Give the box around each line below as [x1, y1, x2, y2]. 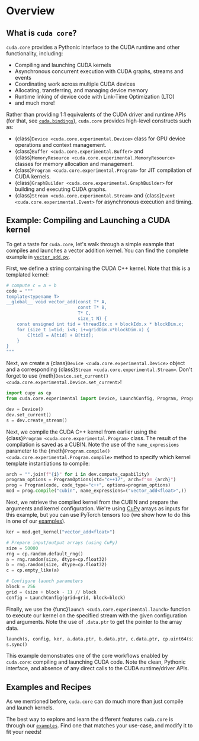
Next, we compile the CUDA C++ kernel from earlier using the [6, 428, 157, 435]
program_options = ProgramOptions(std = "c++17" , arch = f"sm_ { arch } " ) [6, 477, 176, 483]
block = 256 [6, 584, 36, 590]
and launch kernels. [6, 704, 54, 711]
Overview [6, 4, 55, 18]
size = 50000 [6, 545, 38, 551]
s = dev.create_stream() [6, 417, 68, 423]
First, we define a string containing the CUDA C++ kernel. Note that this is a [6, 265, 191, 272]
